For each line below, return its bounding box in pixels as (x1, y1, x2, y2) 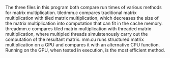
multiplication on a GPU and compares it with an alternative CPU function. (5, 42, 160, 47)
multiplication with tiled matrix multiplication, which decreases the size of (5, 15, 159, 21)
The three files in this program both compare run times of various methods (5, 5, 162, 10)
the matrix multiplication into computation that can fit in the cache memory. (5, 20, 163, 26)
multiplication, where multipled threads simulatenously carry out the (5, 31, 148, 37)
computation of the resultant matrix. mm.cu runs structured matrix (5, 36, 144, 42)
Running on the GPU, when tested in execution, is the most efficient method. (5, 47, 165, 53)
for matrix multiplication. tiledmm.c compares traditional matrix (5, 10, 137, 16)
